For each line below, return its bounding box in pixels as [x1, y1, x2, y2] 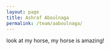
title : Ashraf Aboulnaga [6, 15, 69, 21]
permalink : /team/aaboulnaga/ [6, 20, 83, 26]
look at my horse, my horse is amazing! [6, 37, 105, 45]
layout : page [6, 9, 40, 15]
